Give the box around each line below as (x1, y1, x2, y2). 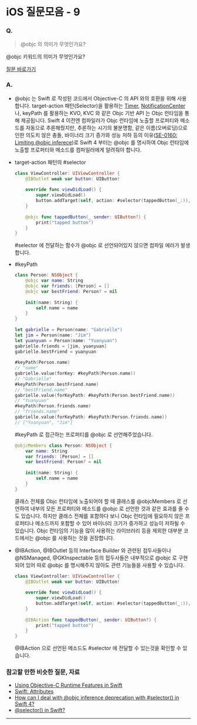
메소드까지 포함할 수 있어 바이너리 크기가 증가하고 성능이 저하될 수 (35, 520, 186, 527)
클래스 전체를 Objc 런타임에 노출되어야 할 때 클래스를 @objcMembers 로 (14, 497, 182, 505)
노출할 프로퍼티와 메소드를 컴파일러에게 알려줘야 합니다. (14, 146, 142, 153)
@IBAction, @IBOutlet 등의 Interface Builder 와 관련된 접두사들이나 (14, 547, 172, 554)
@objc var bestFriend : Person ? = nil (25, 288, 118, 294)
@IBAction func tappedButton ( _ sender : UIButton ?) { (25, 617, 157, 623)
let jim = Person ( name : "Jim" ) (14, 332, 91, 338)
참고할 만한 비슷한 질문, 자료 (6, 668, 80, 676)
